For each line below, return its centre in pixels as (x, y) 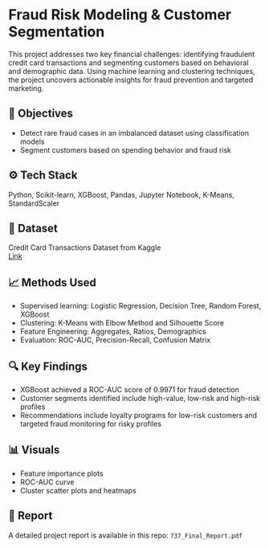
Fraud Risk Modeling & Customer (120, 15)
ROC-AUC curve (47, 482)
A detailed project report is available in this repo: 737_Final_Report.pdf (125, 535)
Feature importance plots (61, 473)
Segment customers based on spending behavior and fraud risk (125, 149)
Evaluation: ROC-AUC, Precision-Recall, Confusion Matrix (115, 340)
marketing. (26, 88)
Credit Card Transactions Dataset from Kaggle (85, 247)
